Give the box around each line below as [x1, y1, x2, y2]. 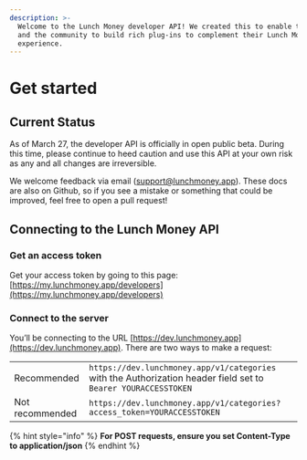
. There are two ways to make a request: [120, 342, 272, 353]
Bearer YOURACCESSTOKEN [89, 383, 193, 393]
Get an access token [9, 248, 102, 261]
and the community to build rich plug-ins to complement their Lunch [17, 30, 288, 39]
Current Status [9, 114, 96, 130]
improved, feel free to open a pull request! [9, 195, 168, 206]
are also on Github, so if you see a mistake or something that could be [9, 185, 273, 196]
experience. [17, 38, 64, 48]
